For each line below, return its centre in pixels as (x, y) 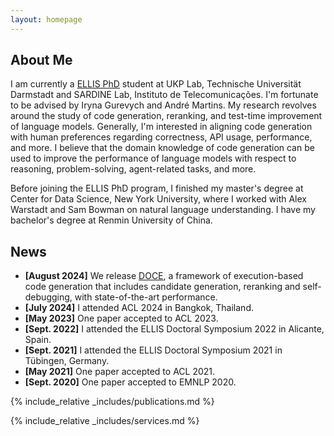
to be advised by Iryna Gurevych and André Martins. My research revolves (163, 105)
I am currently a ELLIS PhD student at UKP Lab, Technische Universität (156, 84)
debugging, (48, 297)
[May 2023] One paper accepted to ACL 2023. (121, 318)
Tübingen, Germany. (67, 361)
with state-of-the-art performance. (146, 297)
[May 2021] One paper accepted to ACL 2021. (120, 372)
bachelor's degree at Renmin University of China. (111, 220)
